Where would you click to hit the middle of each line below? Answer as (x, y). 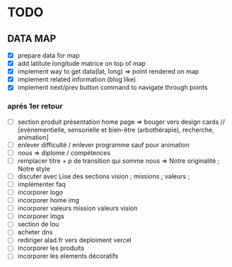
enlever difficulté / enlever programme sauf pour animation (103, 144)
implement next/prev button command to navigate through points (112, 87)
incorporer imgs (41, 216)
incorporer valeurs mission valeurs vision (77, 208)
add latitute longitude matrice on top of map (82, 64)
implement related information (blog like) (77, 79)
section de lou (38, 225)
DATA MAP (32, 39)
